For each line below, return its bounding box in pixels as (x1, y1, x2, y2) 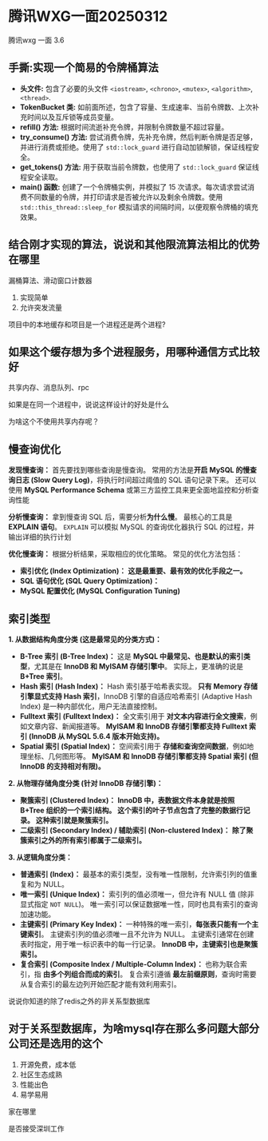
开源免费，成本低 (19, 1059, 77, 1069)
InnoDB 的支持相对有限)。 (19, 761, 105, 771)
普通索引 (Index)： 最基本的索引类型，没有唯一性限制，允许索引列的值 (19, 869, 251, 879)
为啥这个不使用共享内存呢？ (8, 417, 100, 426)
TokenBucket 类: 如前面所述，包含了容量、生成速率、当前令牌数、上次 (19, 102, 253, 112)
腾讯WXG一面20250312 (8, 7, 168, 26)
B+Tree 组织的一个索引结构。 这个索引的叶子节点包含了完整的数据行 (19, 805, 243, 815)
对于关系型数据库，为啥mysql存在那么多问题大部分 (8, 1022, 260, 1035)
